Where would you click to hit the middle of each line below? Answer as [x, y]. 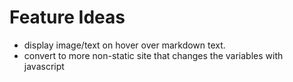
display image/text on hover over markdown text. [124, 45]
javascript [44, 66]
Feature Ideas [67, 17]
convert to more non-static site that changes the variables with [153, 55]
